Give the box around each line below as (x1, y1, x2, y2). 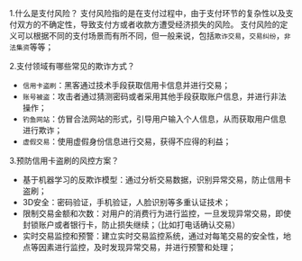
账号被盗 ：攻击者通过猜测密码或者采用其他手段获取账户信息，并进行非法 (22, 91, 287, 102)
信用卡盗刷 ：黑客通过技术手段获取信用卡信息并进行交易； (22, 80, 231, 90)
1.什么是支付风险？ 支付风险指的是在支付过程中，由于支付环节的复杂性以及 (9, 8, 286, 18)
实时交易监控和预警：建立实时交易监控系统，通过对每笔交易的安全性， (22, 230, 284, 241)
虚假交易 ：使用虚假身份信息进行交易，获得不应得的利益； (22, 136, 232, 147)
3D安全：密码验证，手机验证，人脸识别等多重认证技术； (22, 197, 232, 207)
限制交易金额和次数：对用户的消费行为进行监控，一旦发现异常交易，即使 (22, 208, 291, 219)
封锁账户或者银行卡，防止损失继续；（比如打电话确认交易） (22, 220, 241, 229)
